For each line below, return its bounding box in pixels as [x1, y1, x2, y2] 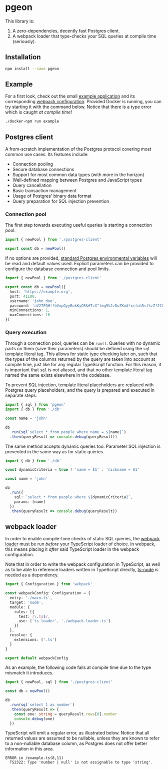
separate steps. [5, 392, 37, 399]
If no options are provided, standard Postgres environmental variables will [5, 255, 157, 261]
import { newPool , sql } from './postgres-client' [5, 679, 113, 684]
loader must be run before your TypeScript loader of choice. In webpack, [5, 541, 156, 547]
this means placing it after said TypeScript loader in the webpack [5, 546, 139, 552]
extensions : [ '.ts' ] [14, 637, 57, 642]
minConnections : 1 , [9, 308, 50, 313]
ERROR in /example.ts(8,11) [5, 755, 64, 760]
